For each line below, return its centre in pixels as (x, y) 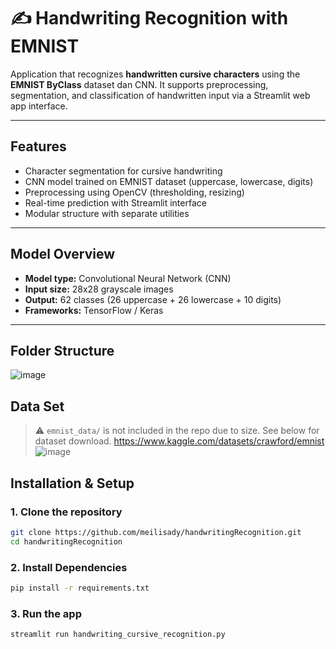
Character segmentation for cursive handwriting (123, 171)
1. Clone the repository (66, 512)
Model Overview (62, 254)
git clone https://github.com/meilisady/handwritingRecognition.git (156, 532)
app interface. (39, 106)
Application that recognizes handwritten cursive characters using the (155, 74)
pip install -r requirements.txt (80, 588)
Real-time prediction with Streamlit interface (115, 202)
